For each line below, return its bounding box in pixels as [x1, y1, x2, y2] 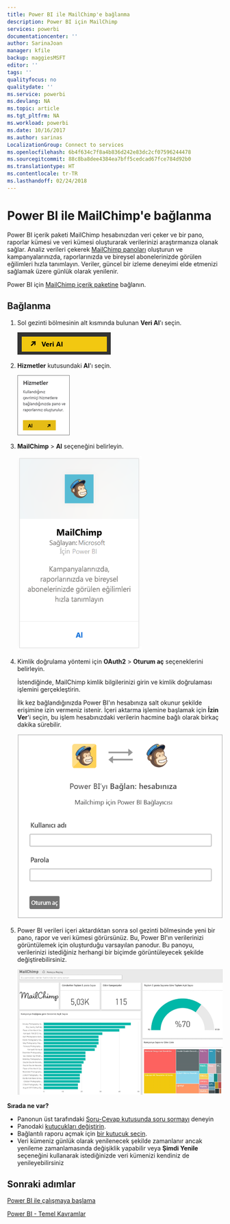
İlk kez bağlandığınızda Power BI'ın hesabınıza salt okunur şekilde [16, 698, 203, 707]
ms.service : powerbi [7, 91, 66, 97]
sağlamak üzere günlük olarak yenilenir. [7, 267, 118, 275]
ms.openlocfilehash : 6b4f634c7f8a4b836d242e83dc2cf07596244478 [7, 148, 192, 156]
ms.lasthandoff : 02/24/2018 [7, 178, 88, 185]
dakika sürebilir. [16, 720, 62, 729]
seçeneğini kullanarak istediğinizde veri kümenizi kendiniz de [16, 1151, 190, 1160]
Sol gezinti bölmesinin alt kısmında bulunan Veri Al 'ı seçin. [16, 318, 182, 327]
